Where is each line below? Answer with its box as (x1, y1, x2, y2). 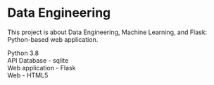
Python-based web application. (7, 35, 99, 43)
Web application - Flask (7, 63, 76, 72)
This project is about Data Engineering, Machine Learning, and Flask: (7, 28, 208, 36)
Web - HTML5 (7, 71, 49, 79)
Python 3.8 (7, 49, 39, 57)
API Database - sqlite (7, 56, 69, 64)
